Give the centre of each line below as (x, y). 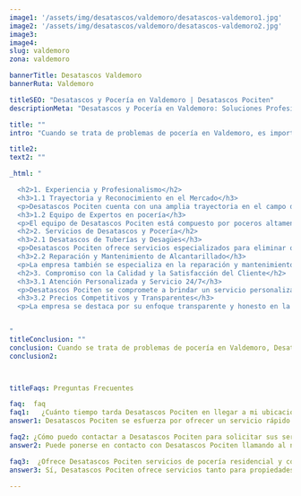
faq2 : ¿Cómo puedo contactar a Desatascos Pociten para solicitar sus (144, 437)
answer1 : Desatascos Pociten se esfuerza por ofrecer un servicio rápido (150, 421)
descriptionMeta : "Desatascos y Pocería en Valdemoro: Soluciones (136, 109)
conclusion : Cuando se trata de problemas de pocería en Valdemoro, (140, 348)
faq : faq (28, 405)
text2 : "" (28, 158)
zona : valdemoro (39, 59)
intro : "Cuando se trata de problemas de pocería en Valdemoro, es (138, 133)
